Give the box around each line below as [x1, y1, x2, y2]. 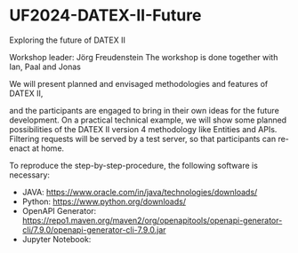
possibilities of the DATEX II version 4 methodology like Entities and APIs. [9, 123, 278, 134]
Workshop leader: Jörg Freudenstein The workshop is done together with [9, 51, 278, 62]
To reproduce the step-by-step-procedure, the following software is [9, 160, 258, 170]
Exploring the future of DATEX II [9, 35, 126, 45]
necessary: [9, 170, 51, 180]
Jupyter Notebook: [21, 233, 92, 244]
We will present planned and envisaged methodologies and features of [9, 78, 269, 89]
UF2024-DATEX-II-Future [9, 5, 202, 26]
